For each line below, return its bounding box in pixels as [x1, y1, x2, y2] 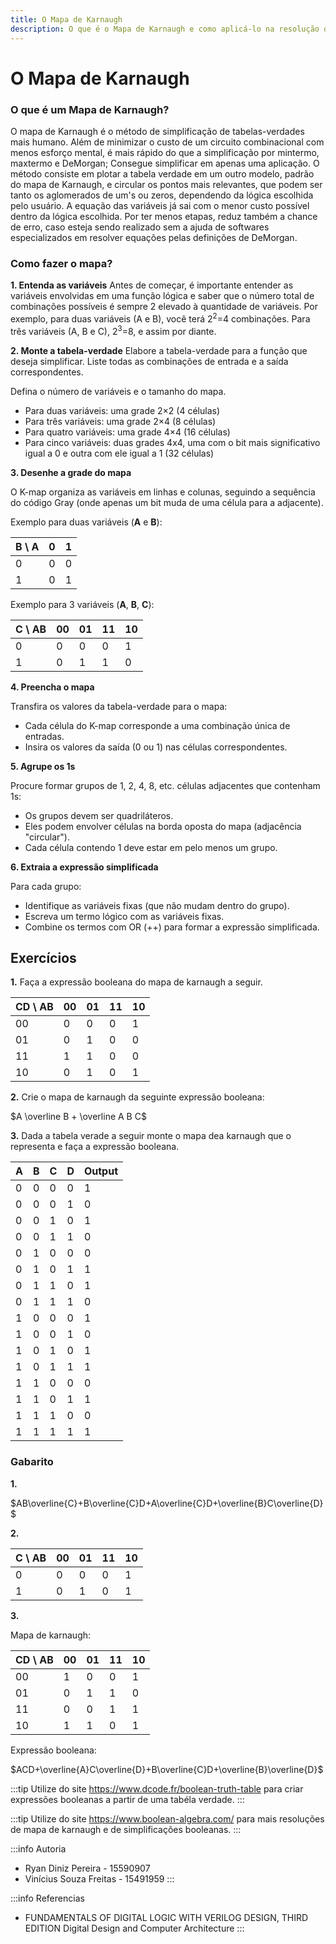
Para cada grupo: [10, 880, 82, 892]
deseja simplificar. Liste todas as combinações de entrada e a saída [10, 355, 289, 367]
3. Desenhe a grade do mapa [10, 466, 132, 478]
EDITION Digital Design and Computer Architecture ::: [24, 1922, 245, 1934]
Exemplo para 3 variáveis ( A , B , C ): [10, 598, 155, 610]
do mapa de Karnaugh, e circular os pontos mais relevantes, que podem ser [10, 178, 323, 190]
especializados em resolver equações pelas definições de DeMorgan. [10, 231, 298, 243]
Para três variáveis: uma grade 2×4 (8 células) [24, 415, 217, 427]
